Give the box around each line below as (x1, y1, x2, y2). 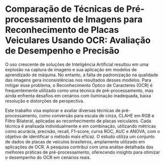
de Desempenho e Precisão (5, 45, 120, 56)
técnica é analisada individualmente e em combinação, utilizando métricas (5, 123, 156, 129)
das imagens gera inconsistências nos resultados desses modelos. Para (5, 77, 152, 83)
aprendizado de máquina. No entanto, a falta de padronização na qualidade (5, 72, 159, 78)
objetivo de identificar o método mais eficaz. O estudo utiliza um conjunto (5, 134, 155, 139)
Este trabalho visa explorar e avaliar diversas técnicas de (5, 107, 121, 113)
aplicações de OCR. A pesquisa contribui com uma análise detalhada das (5, 144, 154, 150)
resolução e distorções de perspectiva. (5, 98, 85, 104)
